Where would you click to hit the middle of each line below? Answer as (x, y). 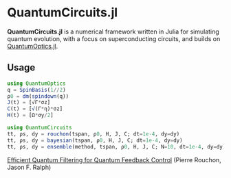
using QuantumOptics (37, 84)
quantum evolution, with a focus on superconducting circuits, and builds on (114, 38)
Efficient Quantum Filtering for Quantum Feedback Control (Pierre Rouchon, (114, 160)
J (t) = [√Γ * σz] (29, 103)
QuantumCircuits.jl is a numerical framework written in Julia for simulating (113, 31)
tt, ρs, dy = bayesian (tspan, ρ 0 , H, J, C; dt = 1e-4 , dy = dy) (95, 140)
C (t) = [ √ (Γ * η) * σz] (35, 109)
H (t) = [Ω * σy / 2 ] (30, 115)
